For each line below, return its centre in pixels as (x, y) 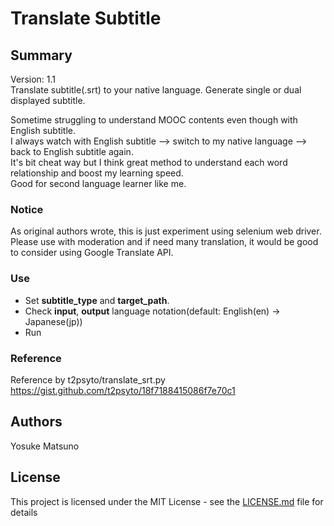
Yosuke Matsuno (45, 446)
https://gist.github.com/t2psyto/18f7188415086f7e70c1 (123, 390)
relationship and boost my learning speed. (97, 173)
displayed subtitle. (48, 100)
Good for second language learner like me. (98, 183)
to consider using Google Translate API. (92, 253)
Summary (41, 55)
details (24, 512)
